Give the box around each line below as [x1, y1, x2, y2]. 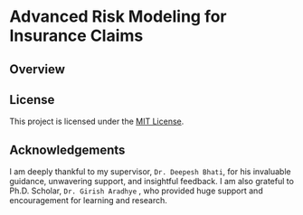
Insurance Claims [9, 25, 144, 46]
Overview [9, 61, 66, 77]
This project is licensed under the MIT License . [9, 116, 185, 127]
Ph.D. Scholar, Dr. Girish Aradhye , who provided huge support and [9, 185, 264, 196]
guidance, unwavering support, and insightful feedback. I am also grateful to [9, 176, 294, 187]
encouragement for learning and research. [9, 195, 167, 206]
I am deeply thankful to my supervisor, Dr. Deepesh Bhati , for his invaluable [9, 166, 291, 177]
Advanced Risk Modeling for [9, 6, 228, 27]
